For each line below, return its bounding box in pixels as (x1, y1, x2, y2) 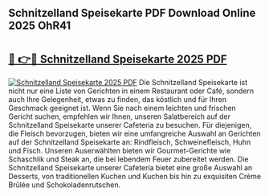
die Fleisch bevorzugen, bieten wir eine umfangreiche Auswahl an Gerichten (8, 129, 261, 138)
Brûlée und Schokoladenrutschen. (8, 180, 121, 190)
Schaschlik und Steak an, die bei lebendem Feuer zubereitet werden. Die (8, 154, 249, 164)
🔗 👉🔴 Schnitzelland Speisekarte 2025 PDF (8, 52, 227, 66)
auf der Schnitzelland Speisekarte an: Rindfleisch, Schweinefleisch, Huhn (8, 137, 251, 147)
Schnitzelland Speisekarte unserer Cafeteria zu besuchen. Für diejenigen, (8, 120, 252, 129)
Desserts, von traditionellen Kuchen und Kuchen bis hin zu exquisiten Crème (8, 172, 262, 181)
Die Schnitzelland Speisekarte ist (139, 78, 248, 87)
